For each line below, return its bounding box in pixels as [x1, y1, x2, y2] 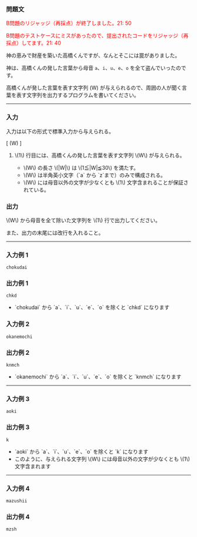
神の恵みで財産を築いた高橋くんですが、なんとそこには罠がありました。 [6, 52, 181, 59]
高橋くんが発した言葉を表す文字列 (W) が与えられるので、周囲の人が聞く [6, 84, 182, 92]
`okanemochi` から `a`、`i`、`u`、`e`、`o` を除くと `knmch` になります [14, 373, 182, 380]
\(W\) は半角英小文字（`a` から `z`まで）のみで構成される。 [23, 172, 166, 179]
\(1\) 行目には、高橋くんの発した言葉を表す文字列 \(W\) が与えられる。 [14, 152, 185, 159]
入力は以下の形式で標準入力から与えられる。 [6, 127, 114, 135]
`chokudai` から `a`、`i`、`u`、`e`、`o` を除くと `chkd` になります [14, 304, 170, 311]
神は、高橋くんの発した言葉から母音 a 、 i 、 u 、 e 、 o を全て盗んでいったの [6, 65, 182, 72]
